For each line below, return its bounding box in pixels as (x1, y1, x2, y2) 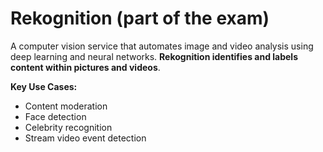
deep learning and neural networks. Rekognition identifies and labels (10, 50, 299, 62)
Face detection (24, 110, 87, 122)
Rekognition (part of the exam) (10, 7, 270, 30)
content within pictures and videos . (10, 61, 161, 73)
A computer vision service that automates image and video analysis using (10, 40, 314, 52)
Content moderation (24, 100, 108, 112)
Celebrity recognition (24, 121, 113, 133)
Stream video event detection (24, 132, 147, 144)
